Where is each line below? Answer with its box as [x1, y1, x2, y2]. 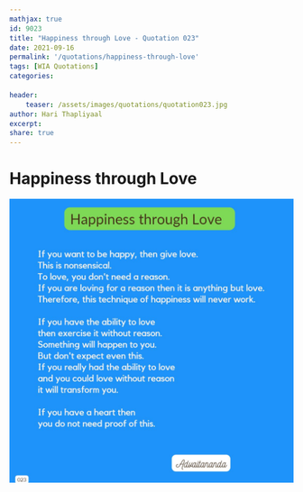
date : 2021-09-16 [9, 43, 75, 52]
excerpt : [9, 119, 42, 128]
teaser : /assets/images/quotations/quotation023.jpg [25, 100, 228, 109]
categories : [9, 72, 54, 81]
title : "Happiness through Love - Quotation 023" [9, 33, 200, 42]
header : [9, 90, 39, 99]
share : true [9, 129, 54, 138]
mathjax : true [9, 14, 63, 23]
